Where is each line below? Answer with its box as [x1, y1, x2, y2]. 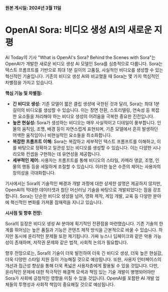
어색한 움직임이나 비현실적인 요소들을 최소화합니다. [12, 132, 112, 138]
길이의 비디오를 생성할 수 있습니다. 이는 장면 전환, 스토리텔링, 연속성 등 [12, 107, 150, 113]
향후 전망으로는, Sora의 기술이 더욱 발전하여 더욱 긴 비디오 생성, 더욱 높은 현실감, [5, 250, 163, 256]
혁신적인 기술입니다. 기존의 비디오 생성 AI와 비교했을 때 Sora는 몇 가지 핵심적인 [5, 73, 159, 79]
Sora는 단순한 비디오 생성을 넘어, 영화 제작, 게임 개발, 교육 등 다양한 [20, 193, 152, 199]
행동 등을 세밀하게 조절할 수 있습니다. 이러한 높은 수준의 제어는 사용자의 [22, 163, 161, 170]
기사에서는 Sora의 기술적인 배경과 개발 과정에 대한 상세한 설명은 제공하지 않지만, [5, 180, 162, 186]
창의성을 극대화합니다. [12, 170, 56, 176]
